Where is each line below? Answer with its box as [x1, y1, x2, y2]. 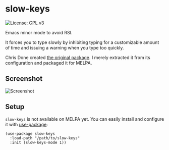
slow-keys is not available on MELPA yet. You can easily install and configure [5, 116, 164, 122]
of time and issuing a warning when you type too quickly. [5, 44, 124, 51]
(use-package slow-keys [5, 131, 55, 136]
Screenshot [5, 74, 43, 83]
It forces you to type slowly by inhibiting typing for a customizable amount [5, 39, 159, 45]
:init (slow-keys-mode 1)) [10, 140, 67, 145]
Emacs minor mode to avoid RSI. [5, 29, 73, 35]
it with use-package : [5, 121, 48, 127]
